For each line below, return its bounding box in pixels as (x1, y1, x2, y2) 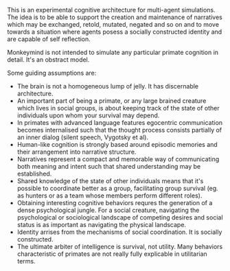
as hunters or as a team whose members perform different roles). (16, 191, 203, 200)
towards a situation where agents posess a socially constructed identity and (7, 27, 222, 36)
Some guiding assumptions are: (7, 69, 97, 77)
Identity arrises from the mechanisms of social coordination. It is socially (16, 228, 222, 236)
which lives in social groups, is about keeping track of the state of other (16, 104, 220, 112)
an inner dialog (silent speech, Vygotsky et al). (16, 133, 149, 141)
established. (16, 169, 52, 178)
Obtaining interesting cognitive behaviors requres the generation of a (16, 199, 213, 207)
